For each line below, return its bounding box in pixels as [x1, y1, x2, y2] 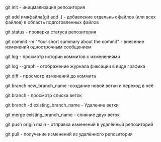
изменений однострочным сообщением [5, 44, 92, 49]
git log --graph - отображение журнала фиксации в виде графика [5, 63, 145, 69]
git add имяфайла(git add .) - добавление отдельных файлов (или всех [5, 14, 156, 19]
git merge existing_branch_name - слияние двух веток [5, 112, 120, 117]
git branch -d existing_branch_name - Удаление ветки [5, 102, 119, 108]
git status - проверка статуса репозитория [5, 29, 97, 34]
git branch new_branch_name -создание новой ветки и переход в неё [5, 82, 154, 88]
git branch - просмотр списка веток [5, 92, 82, 98]
